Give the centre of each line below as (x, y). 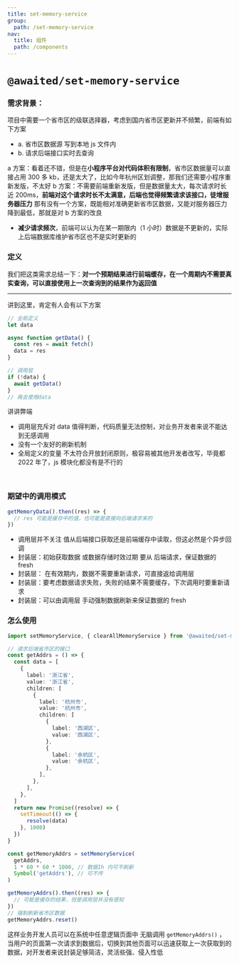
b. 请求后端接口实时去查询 (56, 153)
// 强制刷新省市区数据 (36, 913)
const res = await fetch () (54, 344)
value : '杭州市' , (63, 709)
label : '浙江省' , (50, 675)
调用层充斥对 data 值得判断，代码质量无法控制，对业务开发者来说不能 (119, 427)
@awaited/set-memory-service (94, 81)
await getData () (38, 383)
